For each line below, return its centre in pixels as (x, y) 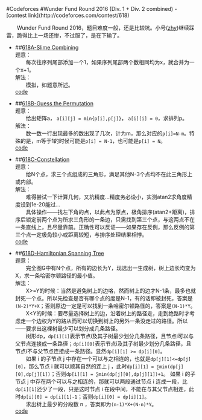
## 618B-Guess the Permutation (54, 103)
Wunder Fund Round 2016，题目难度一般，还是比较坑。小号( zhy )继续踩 (106, 28)
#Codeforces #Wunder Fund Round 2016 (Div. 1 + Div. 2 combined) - (92, 9)
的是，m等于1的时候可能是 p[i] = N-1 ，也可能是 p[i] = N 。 (93, 141)
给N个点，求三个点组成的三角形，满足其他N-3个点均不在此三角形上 (109, 174)
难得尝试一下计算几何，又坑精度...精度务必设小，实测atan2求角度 (106, 197)
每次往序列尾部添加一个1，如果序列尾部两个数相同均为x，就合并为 (108, 62)
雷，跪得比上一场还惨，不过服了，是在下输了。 (64, 35)
